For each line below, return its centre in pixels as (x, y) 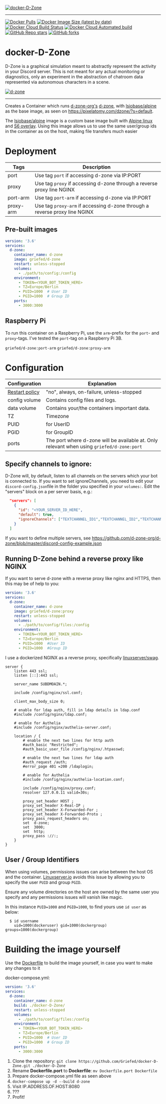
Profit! (19, 1097)
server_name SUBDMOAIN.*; (41, 684)
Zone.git (21, 1066)
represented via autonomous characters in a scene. (58, 82)
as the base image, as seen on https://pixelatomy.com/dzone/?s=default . (80, 111)
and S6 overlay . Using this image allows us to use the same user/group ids (81, 126)
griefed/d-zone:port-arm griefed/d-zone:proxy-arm (58, 348)
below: (12, 912)
